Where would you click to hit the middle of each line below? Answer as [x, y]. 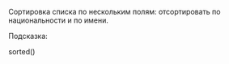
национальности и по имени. [59, 20]
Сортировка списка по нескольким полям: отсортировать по [114, 12]
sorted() [22, 51]
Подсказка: [28, 36]
